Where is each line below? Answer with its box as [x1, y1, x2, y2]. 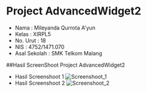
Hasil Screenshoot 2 [14, 79, 65, 87]
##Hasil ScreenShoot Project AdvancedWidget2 [6, 61, 125, 69]
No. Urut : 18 [14, 37, 46, 44]
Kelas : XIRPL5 [14, 30, 51, 37]
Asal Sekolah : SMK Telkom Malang [14, 49, 103, 57]
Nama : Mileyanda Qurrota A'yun [14, 24, 96, 31]
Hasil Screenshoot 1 [14, 73, 64, 80]
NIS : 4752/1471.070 [14, 43, 65, 51]
